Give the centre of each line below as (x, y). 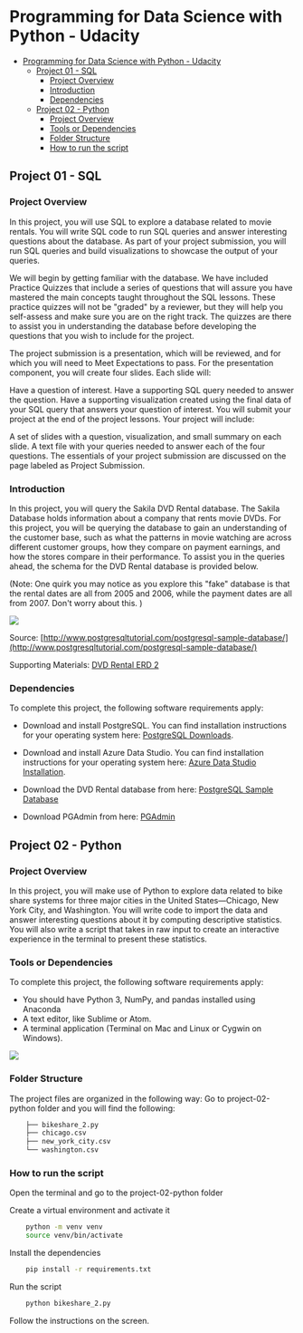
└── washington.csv (62, 1150)
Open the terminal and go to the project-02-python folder (116, 1193)
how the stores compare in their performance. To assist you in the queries (147, 556)
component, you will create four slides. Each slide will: (110, 372)
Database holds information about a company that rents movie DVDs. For (146, 517)
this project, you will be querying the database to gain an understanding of (148, 527)
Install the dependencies (55, 1253)
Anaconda (42, 1009)
